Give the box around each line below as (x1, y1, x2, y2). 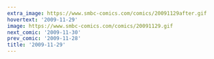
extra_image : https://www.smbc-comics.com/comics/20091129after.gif (7, 9, 207, 17)
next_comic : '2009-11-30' (7, 28, 81, 36)
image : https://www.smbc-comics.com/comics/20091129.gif (7, 22, 174, 29)
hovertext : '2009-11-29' (7, 16, 78, 23)
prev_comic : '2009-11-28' (7, 35, 81, 42)
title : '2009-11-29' (7, 41, 67, 48)
